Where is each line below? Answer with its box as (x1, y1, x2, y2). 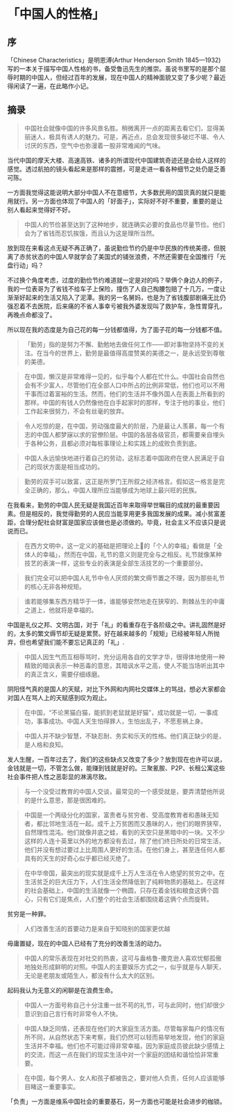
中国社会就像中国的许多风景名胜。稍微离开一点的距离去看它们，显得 (24, 124, 219, 132)
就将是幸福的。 (54, 606, 98, 614)
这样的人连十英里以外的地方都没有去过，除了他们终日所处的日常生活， (24, 836, 225, 845)
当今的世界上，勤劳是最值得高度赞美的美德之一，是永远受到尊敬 (42, 349, 225, 357)
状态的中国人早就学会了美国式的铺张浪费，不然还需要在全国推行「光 (31, 252, 226, 260)
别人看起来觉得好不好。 (7, 206, 74, 214)
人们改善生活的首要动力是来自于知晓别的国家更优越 (24, 924, 171, 933)
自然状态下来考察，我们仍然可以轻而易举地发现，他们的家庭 (54, 1033, 225, 1041)
